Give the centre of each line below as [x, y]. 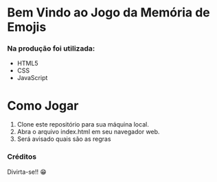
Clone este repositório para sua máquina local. [83, 125]
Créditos [22, 157]
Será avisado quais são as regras [64, 139]
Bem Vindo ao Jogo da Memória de [109, 13]
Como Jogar [43, 106]
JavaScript [32, 78]
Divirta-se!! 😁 [27, 172]
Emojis [27, 27]
